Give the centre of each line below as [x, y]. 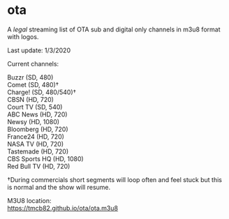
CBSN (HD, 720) [31, 99]
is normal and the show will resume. [59, 187]
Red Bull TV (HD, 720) [39, 166]
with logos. [23, 36]
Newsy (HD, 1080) [34, 121]
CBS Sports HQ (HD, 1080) [45, 158]
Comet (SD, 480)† [33, 84]
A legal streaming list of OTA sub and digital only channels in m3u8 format [114, 29]
